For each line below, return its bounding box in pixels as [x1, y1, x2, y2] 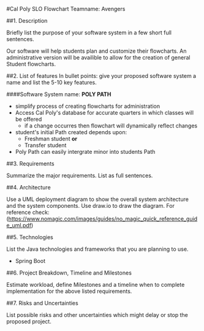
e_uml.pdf [6, 222, 32, 229]
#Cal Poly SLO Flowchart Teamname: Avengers [6, 6, 126, 12]
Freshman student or [24, 135, 78, 142]
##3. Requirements [6, 160, 55, 167]
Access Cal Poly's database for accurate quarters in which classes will [15, 109, 194, 116]
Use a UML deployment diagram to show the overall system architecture [6, 196, 189, 203]
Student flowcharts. [6, 61, 56, 67]
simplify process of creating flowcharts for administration [15, 102, 161, 110]
